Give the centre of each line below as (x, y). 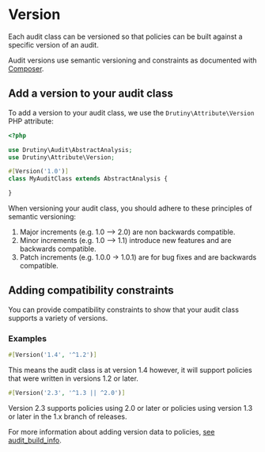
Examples (28, 338)
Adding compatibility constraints (91, 291)
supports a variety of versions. (58, 317)
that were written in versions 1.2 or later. (73, 378)
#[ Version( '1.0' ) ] (38, 172)
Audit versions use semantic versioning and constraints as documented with (132, 60)
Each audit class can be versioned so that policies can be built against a (125, 36)
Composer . (26, 68)
